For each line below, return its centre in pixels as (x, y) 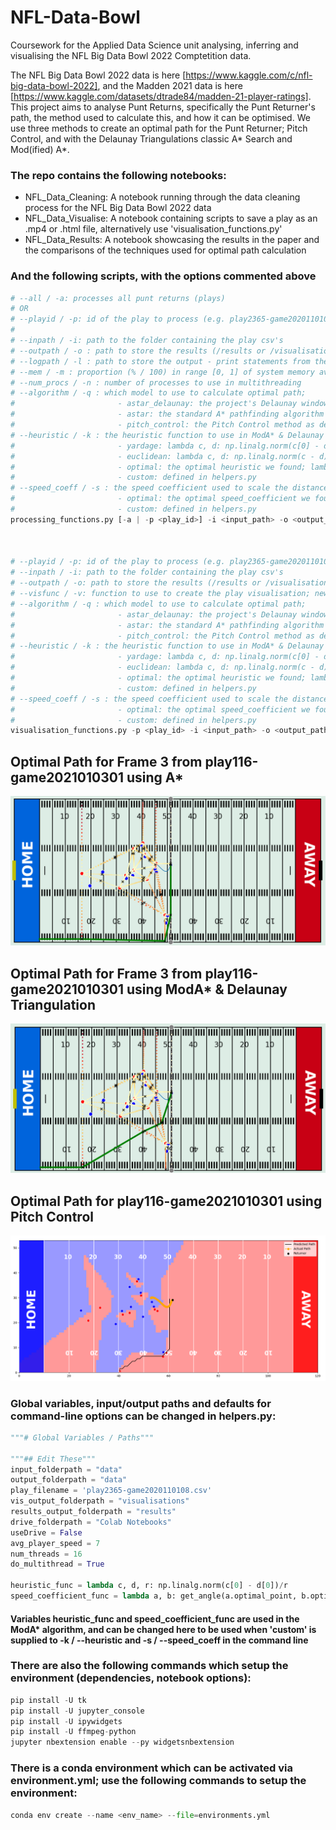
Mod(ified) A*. (40, 149)
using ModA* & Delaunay (207, 989)
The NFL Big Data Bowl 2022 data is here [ (98, 75)
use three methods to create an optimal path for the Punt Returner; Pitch (159, 128)
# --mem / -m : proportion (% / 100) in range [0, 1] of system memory (162, 372)
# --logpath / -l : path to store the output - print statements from (160, 361)
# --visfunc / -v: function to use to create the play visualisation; (160, 594)
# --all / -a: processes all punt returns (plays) (118, 298)
